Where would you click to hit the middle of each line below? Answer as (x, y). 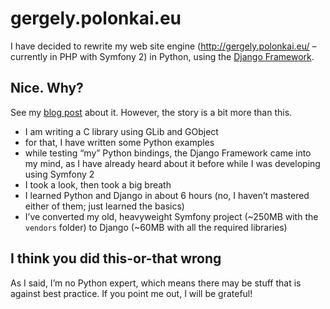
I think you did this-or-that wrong (116, 258)
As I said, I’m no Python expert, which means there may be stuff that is (156, 283)
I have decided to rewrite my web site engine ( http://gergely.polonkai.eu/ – (163, 46)
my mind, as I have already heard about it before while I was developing (172, 163)
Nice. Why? (47, 88)
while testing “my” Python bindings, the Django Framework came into (168, 153)
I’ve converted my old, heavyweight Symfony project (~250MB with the (171, 216)
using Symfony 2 (59, 174)
